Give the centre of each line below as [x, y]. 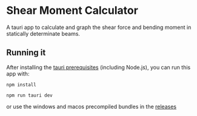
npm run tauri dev [29, 95]
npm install [21, 85]
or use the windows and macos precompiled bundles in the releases [92, 106]
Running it [26, 53]
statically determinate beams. [43, 33]
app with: [18, 74]
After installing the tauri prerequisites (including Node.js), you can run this [98, 67]
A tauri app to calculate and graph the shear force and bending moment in [99, 27]
